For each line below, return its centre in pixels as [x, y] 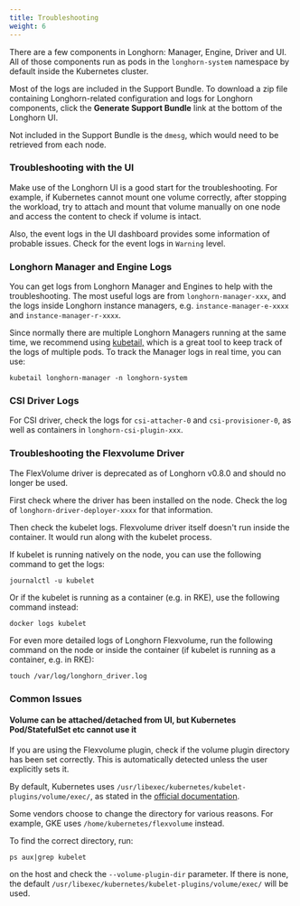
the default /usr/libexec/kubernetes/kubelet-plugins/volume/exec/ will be [149, 883]
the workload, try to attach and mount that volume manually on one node [145, 206]
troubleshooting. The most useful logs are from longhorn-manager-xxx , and [148, 296]
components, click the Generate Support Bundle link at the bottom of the [146, 107]
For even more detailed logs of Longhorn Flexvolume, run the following [141, 640]
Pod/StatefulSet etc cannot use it [73, 730]
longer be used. [39, 482]
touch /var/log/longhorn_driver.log [78, 676]
